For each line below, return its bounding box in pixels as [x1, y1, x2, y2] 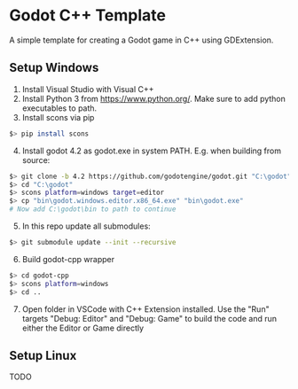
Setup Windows [9, 60, 99, 75]
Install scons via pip [21, 112, 95, 122]
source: [21, 154, 51, 165]
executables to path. [21, 103, 98, 113]
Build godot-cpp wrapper [21, 253, 115, 264]
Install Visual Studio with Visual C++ [21, 83, 154, 94]
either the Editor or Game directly [21, 323, 145, 333]
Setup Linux [9, 347, 77, 363]
